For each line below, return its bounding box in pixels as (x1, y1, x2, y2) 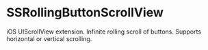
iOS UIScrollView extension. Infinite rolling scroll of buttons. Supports (6, 27, 202, 36)
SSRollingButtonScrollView (6, 5, 164, 21)
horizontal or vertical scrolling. (6, 34, 92, 42)
